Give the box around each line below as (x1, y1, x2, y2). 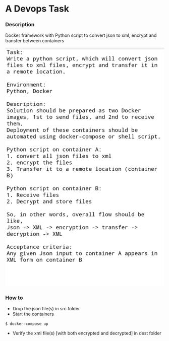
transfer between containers (5, 38, 65, 44)
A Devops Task (5, 3, 70, 15)
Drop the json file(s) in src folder (12, 306, 80, 312)
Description (5, 21, 35, 28)
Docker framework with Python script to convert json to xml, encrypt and (5, 32, 157, 38)
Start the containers (12, 311, 54, 317)
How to (5, 294, 23, 301)
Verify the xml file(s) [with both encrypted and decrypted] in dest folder (12, 330, 161, 336)
